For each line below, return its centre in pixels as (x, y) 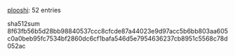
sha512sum (23, 23)
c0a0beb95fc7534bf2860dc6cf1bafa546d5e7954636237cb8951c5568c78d (117, 38)
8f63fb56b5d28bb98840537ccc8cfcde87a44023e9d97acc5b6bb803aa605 (118, 31)
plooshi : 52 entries (34, 10)
